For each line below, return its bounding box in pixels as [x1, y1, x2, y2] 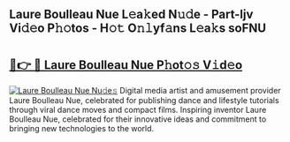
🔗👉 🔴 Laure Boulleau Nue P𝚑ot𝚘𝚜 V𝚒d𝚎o [9, 57, 243, 72]
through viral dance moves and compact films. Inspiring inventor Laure [9, 105, 267, 115]
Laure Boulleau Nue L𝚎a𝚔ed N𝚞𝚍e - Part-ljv [9, 7, 254, 22]
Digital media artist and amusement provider [118, 86, 281, 95]
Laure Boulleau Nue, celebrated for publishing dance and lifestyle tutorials [9, 95, 280, 105]
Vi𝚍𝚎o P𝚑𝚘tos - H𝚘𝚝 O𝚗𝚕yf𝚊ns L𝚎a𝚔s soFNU [9, 21, 267, 36]
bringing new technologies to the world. [9, 123, 155, 133]
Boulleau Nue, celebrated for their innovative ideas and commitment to [9, 114, 267, 124]
